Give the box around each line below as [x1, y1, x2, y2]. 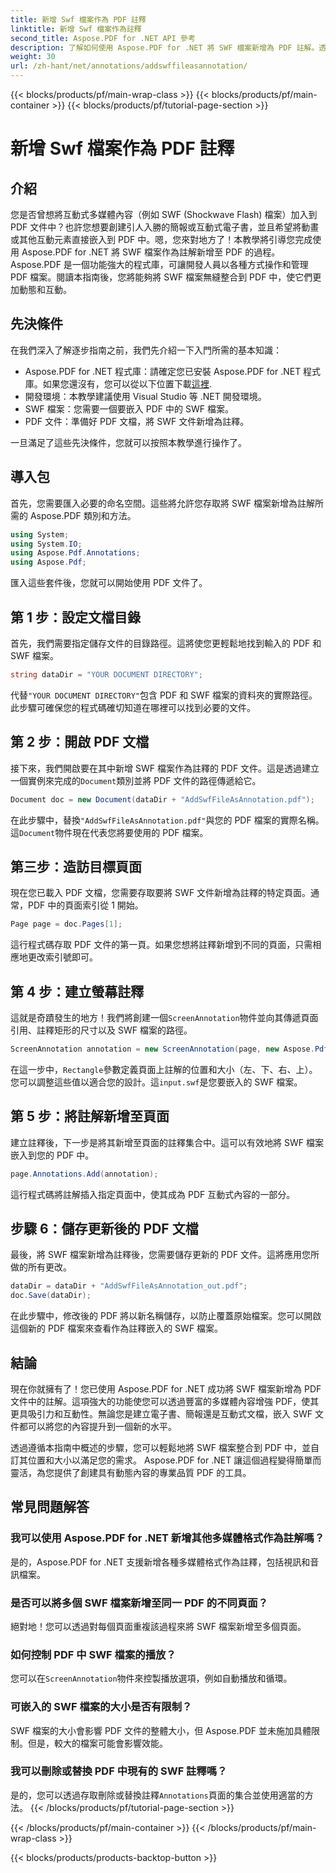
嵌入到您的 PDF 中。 [10, 1149, 95, 1161]
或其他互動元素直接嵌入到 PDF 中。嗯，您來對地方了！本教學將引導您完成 [10, 234, 313, 245]
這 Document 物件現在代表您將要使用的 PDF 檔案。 [10, 826, 209, 838]
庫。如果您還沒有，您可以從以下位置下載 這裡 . [24, 377, 212, 390]
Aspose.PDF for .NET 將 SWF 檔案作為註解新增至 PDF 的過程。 [21, 246, 281, 258]
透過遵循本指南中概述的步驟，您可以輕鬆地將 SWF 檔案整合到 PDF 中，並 [10, 1441, 312, 1453]
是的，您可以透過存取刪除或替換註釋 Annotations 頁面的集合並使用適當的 [10, 1789, 305, 1801]
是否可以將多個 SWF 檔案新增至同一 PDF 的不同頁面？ [10, 1596, 268, 1610]
